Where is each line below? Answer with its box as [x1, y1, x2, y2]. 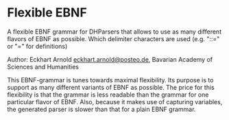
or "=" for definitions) [7, 42, 68, 50]
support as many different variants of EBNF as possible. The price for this [7, 83, 215, 91]
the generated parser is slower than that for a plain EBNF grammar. [7, 105, 196, 113]
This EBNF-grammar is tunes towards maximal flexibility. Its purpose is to [7, 75, 214, 84]
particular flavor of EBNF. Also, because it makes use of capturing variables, [7, 97, 223, 106]
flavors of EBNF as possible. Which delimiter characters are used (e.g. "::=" [7, 34, 220, 43]
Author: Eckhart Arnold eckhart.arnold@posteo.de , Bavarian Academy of [7, 55, 213, 63]
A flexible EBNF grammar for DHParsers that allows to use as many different [7, 27, 221, 36]
